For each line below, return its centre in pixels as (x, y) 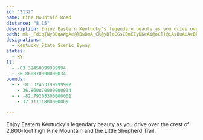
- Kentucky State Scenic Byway (51, 46)
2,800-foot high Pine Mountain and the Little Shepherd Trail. (81, 130)
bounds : (16, 79)
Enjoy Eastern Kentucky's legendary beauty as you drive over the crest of (98, 124)
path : (13, 34)
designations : (24, 40)
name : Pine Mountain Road (39, 17)
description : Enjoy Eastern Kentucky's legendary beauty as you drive (97, 29)
